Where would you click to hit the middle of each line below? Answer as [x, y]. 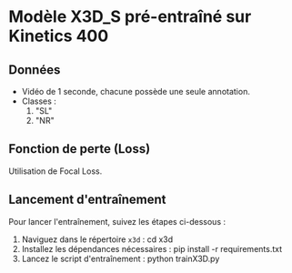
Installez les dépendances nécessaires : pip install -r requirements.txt [152, 248]
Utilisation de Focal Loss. [55, 171]
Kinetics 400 [59, 36]
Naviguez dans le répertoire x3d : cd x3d [97, 239]
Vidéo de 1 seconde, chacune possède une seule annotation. [136, 91]
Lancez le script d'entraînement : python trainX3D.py [121, 258]
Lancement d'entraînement [87, 200]
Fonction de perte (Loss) [80, 149]
